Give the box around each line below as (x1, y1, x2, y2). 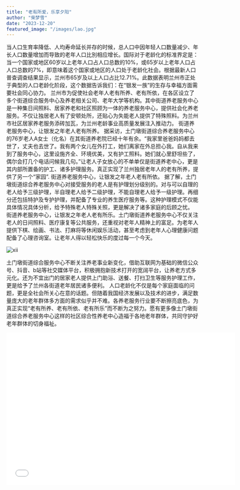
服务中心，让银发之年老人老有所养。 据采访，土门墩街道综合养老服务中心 (11, 128, 195, 135)
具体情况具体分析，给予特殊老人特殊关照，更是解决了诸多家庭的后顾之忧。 (6, 204, 193, 211)
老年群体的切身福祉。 (6, 320, 60, 327)
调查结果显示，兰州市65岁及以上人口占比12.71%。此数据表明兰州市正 (16, 74, 191, 81)
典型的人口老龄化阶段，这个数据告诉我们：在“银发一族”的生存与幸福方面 (11, 82, 193, 89)
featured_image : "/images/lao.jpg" (6, 26, 97, 32)
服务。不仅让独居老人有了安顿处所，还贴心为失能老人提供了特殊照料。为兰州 (6, 112, 199, 120)
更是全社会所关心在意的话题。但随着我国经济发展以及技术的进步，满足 (16, 289, 193, 297)
